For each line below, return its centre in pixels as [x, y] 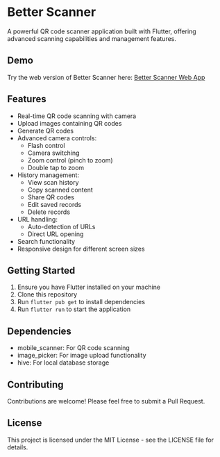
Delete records [49, 212]
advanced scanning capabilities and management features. [92, 38]
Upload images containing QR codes [69, 123]
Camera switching [53, 153]
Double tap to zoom [56, 167]
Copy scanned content [60, 190]
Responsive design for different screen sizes [81, 249]
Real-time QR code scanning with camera [77, 116]
